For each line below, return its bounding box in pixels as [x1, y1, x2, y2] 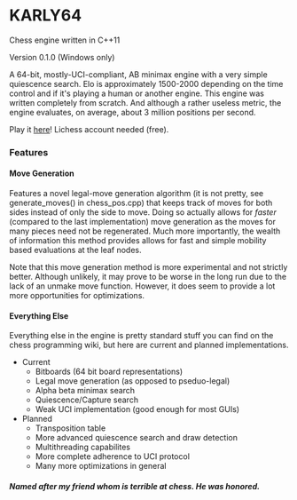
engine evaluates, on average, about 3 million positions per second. [9, 107, 256, 117]
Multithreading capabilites [35, 441, 131, 453]
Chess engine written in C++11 [9, 35, 121, 45]
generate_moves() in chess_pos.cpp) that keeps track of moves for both [9, 197, 273, 209]
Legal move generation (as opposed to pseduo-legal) [35, 376, 231, 386]
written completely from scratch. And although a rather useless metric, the [9, 97, 282, 107]
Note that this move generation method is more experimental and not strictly [9, 262, 288, 273]
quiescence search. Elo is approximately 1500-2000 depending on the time [9, 78, 284, 89]
